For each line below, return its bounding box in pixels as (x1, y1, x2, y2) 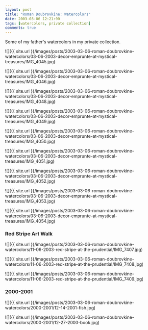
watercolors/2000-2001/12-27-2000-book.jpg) (5, 319, 99, 325)
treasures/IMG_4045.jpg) (5, 59, 56, 65)
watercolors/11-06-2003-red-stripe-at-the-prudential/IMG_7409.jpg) (5, 276, 144, 282)
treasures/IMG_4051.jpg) (5, 158, 55, 164)
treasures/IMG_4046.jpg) (5, 79, 56, 85)
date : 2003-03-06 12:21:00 (5, 16, 60, 21)
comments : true (5, 25, 36, 30)
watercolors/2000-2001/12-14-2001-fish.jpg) (5, 305, 96, 310)
